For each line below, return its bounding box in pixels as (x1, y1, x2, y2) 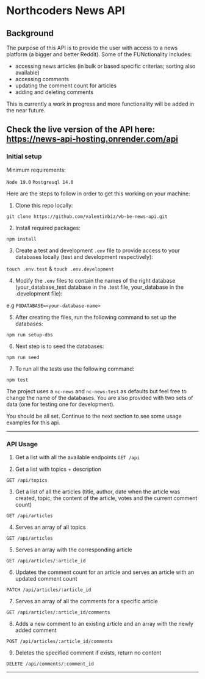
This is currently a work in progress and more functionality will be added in (6, 100, 195, 107)
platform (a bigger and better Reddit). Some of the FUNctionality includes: (6, 51, 192, 58)
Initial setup (6, 152, 42, 161)
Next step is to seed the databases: (15, 343, 105, 350)
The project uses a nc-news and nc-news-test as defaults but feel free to (6, 387, 187, 394)
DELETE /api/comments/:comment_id (6, 661, 95, 667)
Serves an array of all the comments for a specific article (15, 597, 158, 605)
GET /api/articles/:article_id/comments (6, 609, 111, 615)
